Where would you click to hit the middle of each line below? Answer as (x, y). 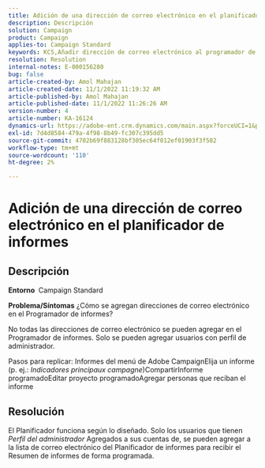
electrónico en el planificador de (116, 225)
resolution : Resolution (47, 60)
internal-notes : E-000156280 (56, 67)
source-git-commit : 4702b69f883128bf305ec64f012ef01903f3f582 (112, 140)
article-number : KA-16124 (50, 119)
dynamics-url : (32, 126)
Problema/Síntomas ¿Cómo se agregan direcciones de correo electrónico (129, 306)
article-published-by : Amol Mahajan (68, 96)
